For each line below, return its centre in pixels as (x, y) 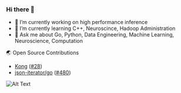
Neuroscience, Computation (49, 41)
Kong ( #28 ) (29, 67)
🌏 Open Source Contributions (43, 53)
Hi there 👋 (21, 9)
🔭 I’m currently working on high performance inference (81, 22)
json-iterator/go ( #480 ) (43, 72)
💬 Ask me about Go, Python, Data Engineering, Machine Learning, (94, 35)
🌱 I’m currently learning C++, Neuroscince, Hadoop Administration (95, 28)
